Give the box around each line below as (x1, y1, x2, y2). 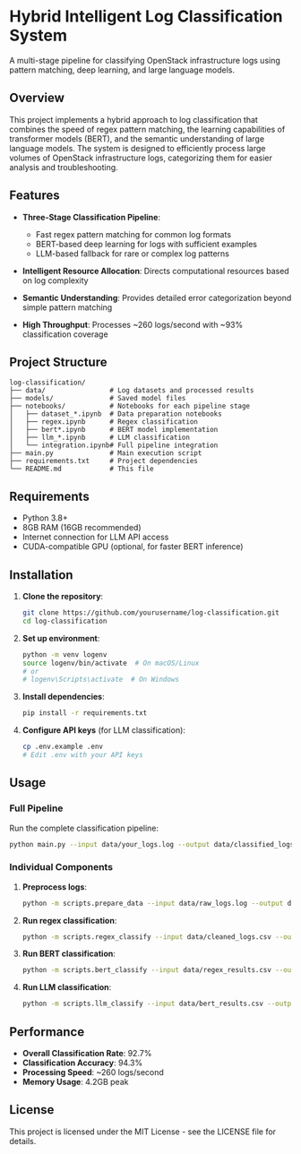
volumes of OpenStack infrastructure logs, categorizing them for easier (9, 152, 273, 163)
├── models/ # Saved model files (9, 394, 186, 403)
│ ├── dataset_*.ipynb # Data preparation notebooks (9, 409, 222, 418)
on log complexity (21, 275, 89, 286)
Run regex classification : (21, 915, 117, 926)
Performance (9, 1024, 85, 1039)
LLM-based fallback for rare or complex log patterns (35, 248, 230, 259)
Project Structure (9, 354, 107, 369)
